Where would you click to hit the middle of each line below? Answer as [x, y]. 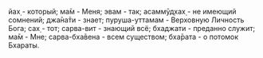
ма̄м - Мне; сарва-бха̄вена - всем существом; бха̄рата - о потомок [124, 37]
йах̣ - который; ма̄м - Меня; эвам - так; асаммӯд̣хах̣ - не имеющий [122, 12]
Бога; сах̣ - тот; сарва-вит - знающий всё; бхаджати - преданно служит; [132, 28]
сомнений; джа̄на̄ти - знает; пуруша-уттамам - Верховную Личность [126, 20]
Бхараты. [24, 45]
